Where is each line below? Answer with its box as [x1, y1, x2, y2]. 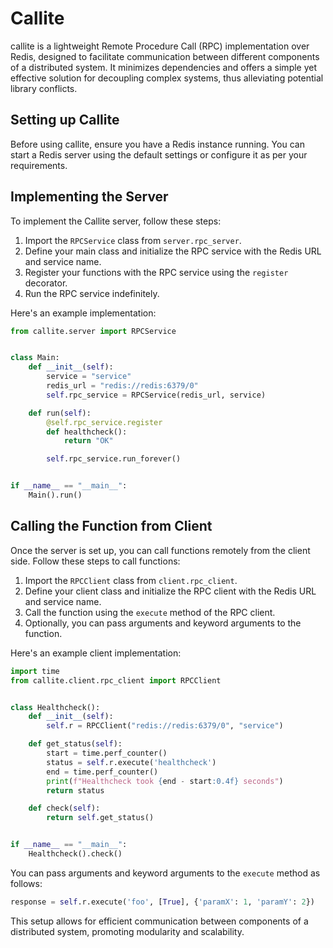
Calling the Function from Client [10, 518, 213, 535]
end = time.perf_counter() [46, 767, 159, 777]
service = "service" [46, 372, 132, 382]
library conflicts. [10, 82, 78, 94]
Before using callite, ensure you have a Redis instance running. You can [10, 138, 305, 150]
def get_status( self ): [28, 739, 123, 749]
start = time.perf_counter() [46, 748, 168, 758]
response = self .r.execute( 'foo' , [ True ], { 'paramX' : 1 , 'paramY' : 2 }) [10, 897, 315, 907]
